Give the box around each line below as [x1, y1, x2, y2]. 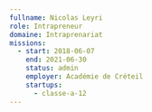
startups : [25, 80, 63, 89]
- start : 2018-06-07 [17, 47, 95, 56]
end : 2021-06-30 [25, 55, 88, 64]
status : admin [25, 64, 79, 73]
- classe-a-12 [33, 89, 88, 98]
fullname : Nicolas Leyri [9, 13, 103, 23]
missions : [9, 38, 47, 48]
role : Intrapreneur [9, 22, 83, 31]
